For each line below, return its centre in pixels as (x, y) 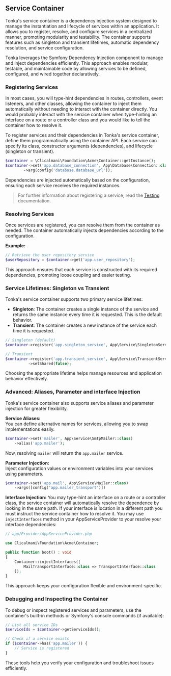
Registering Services (32, 87)
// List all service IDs (32, 625)
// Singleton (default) (31, 340)
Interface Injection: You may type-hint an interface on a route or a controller (85, 498)
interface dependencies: (31, 525)
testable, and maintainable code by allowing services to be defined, (76, 68)
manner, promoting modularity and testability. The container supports (78, 37)
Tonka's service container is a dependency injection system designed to (81, 20)
